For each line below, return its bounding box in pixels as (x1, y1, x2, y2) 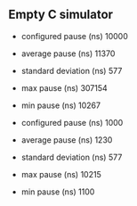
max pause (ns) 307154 (20, 82, 108, 93)
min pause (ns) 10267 (20, 100, 101, 111)
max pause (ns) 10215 (20, 169, 101, 179)
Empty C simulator (8, 7, 113, 22)
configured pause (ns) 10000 (20, 30, 128, 41)
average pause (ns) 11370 (20, 48, 116, 59)
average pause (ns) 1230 (20, 134, 113, 145)
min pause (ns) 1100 (20, 186, 95, 197)
